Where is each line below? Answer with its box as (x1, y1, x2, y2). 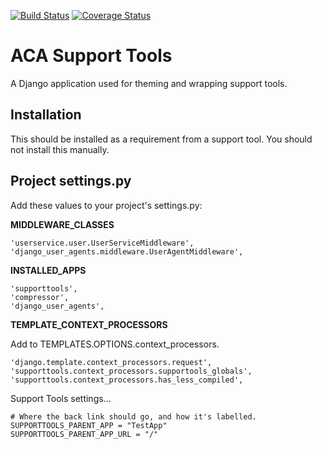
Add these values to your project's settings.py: (10, 199, 203, 211)
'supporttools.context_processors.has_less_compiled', (10, 375, 244, 385)
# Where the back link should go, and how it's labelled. (10, 411, 257, 422)
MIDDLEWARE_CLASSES (10, 218, 115, 230)
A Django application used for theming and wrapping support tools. (10, 77, 288, 89)
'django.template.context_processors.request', (10, 357, 213, 367)
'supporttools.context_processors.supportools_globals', (10, 366, 253, 376)
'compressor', (10, 292, 70, 302)
